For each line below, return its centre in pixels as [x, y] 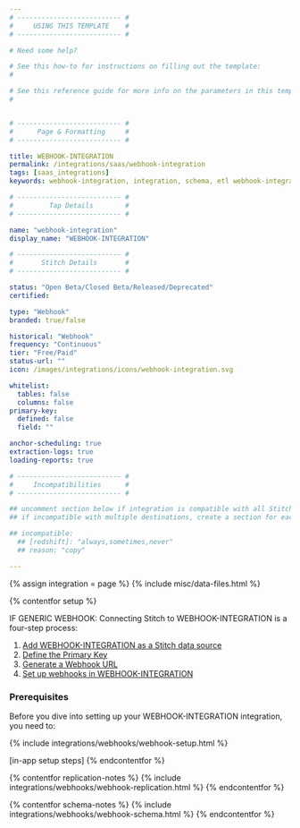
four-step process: [44, 627]
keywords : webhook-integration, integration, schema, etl [119, 181]
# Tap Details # [69, 205]
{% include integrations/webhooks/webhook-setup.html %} [119, 743]
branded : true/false [48, 320]
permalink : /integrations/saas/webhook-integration [107, 165]
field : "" [35, 427]
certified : [29, 295]
